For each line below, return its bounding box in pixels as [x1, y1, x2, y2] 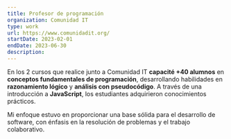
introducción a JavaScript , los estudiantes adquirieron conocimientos [7, 89, 207, 98]
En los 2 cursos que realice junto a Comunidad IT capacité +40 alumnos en [7, 67, 224, 76]
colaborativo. [7, 125, 45, 133]
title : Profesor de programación [7, 10, 104, 17]
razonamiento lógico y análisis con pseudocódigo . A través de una [7, 82, 203, 91]
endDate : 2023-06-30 [7, 42, 67, 49]
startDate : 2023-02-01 [7, 36, 73, 43]
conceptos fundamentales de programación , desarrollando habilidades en [7, 75, 223, 83]
